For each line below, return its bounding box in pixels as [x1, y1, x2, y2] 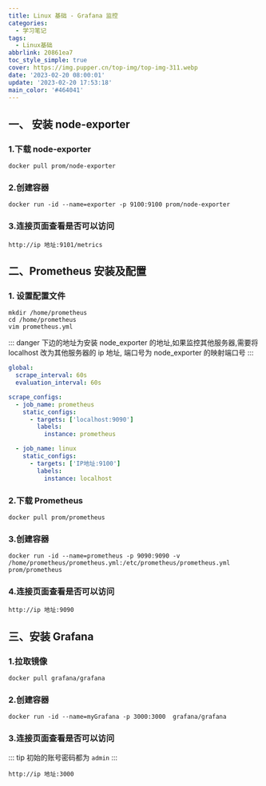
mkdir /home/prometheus [8, 309, 88, 317]
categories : [8, 19, 48, 27]
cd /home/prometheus [8, 316, 77, 324]
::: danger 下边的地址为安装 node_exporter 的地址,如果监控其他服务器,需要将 [8, 338, 259, 347]
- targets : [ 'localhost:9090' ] [29, 415, 134, 423]
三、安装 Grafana [8, 629, 94, 643]
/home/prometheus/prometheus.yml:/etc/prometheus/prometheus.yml [8, 559, 230, 567]
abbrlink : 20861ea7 [8, 49, 73, 57]
